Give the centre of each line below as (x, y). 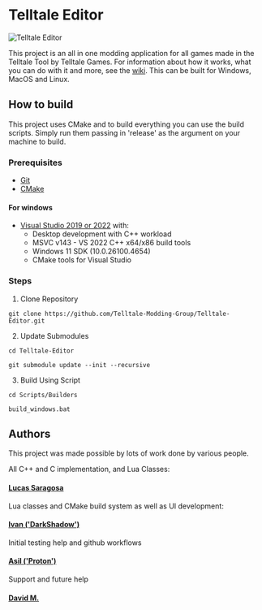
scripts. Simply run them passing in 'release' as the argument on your (125, 132)
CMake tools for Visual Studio (82, 260)
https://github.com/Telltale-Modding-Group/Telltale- (137, 314)
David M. (24, 598)
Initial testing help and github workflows (75, 543)
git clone (25, 314)
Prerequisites (35, 162)
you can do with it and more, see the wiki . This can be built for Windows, (130, 70)
